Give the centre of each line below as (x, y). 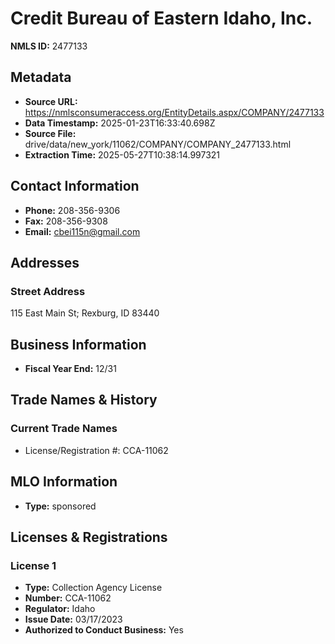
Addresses (45, 262)
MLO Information (64, 482)
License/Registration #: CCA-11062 (96, 450)
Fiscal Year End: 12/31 (70, 369)
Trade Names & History (84, 400)
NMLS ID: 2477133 (49, 46)
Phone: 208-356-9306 (72, 210)
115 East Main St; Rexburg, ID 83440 (85, 313)
